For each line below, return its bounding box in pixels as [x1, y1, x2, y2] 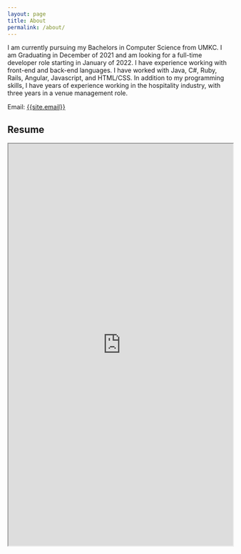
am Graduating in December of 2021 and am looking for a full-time [7, 51, 202, 59]
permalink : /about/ [7, 24, 66, 31]
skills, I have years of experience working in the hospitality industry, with [7, 81, 221, 90]
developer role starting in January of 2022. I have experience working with [7, 59, 227, 67]
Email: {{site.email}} [7, 103, 66, 112]
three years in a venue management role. [7, 89, 128, 97]
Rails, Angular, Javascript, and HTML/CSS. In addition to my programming [7, 74, 225, 82]
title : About [7, 17, 46, 24]
